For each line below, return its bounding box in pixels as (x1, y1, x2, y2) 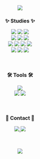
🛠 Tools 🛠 (6, 71, 33, 78)
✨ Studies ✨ (5, 17, 35, 24)
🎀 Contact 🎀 (5, 114, 35, 121)
